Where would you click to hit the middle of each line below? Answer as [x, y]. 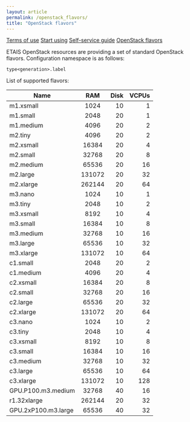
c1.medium [25, 273]
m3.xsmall [24, 214]
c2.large [21, 302]
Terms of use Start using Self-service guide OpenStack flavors [84, 41]
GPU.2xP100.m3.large [41, 411]
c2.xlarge [23, 312]
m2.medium [26, 165]
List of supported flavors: [38, 81]
